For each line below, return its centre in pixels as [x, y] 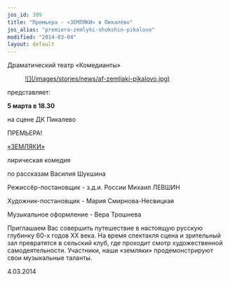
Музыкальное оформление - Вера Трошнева [74, 214]
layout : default [31, 44]
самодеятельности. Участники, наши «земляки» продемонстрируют [110, 251]
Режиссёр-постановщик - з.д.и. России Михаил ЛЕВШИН [94, 187]
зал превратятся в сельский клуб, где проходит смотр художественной [115, 243]
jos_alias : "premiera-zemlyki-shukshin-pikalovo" [81, 29]
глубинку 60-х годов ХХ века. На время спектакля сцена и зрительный [114, 235]
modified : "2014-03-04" [42, 37]
